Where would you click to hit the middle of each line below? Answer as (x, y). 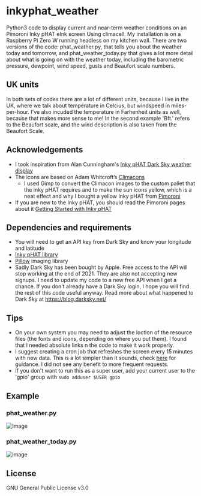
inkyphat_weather (52, 11)
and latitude (30, 248)
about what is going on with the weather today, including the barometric (95, 59)
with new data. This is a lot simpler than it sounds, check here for (95, 358)
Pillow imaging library (41, 261)
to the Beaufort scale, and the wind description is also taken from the (91, 125)
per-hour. (18, 111)
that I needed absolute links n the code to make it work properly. (94, 345)
